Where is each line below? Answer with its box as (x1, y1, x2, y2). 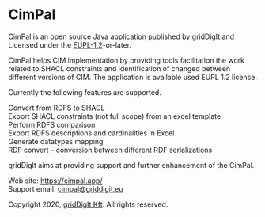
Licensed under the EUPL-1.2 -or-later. (8, 40, 132, 49)
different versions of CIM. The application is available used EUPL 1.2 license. (8, 72, 257, 82)
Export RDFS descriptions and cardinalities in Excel (8, 128, 175, 138)
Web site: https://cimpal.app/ (8, 176, 103, 185)
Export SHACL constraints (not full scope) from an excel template (8, 111, 221, 120)
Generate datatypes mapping (8, 136, 104, 146)
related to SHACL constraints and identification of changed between (8, 63, 231, 73)
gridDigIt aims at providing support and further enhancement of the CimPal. (8, 160, 255, 169)
